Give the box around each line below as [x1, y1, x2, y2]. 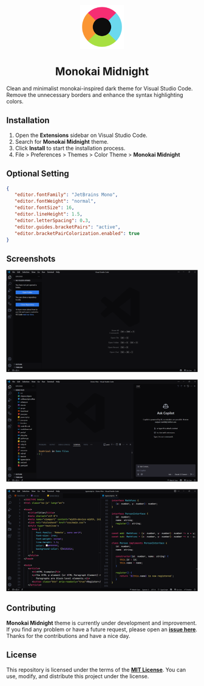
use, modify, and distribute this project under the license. [6, 672, 149, 680]
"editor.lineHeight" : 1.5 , [14, 211, 83, 217]
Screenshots [6, 253, 56, 264]
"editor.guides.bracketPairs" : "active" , [14, 224, 121, 230]
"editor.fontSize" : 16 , [14, 205, 75, 211]
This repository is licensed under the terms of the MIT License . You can [6, 666, 186, 673]
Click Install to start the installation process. [15, 144, 126, 152]
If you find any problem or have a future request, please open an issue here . [6, 626, 197, 633]
